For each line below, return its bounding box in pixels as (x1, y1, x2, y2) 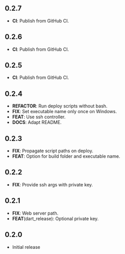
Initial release (12, 244, 40, 250)
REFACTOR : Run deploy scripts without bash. (12, 103, 108, 109)
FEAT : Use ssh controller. (12, 114, 66, 120)
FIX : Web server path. (12, 210, 59, 216)
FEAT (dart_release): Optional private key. (12, 215, 99, 222)
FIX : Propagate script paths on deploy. (12, 148, 93, 154)
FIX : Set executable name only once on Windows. (12, 109, 117, 115)
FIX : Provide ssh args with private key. (12, 181, 93, 187)
